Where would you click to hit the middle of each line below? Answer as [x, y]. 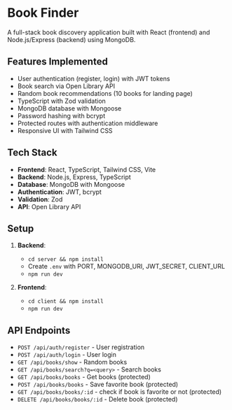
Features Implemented [58, 62]
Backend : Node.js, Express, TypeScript [74, 177]
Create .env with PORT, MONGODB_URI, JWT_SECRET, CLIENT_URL [127, 267]
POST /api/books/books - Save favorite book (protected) [98, 384]
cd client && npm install [66, 302]
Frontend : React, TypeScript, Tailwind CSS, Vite [87, 169]
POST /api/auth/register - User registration [81, 347]
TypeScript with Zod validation [62, 101]
